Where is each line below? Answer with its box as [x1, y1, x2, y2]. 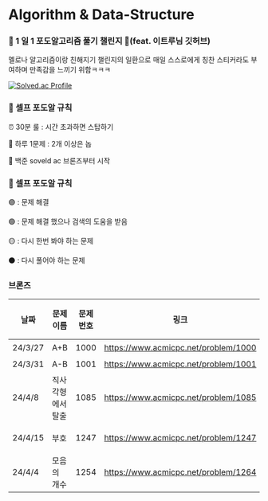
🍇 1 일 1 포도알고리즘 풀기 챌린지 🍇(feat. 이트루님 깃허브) [8, 36, 211, 47]
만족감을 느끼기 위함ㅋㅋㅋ [29, 65, 112, 75]
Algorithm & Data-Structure [8, 6, 195, 24]
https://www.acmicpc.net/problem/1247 [104, 433, 257, 444]
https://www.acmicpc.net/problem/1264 [104, 467, 257, 478]
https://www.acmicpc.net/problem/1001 [104, 358, 257, 370]
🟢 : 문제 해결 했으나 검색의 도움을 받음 [8, 217, 128, 226]
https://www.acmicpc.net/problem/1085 [104, 392, 257, 403]
